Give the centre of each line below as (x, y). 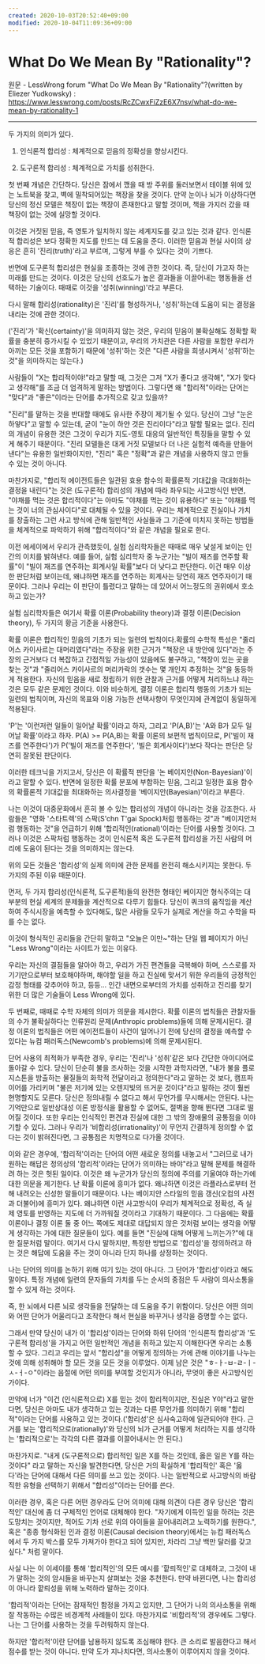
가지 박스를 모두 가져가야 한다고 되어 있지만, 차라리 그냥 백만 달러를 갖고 (142, 1542)
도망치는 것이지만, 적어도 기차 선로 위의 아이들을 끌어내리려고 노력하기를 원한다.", (132, 1522)
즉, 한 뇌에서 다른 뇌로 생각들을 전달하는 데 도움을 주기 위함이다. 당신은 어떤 (123, 1306)
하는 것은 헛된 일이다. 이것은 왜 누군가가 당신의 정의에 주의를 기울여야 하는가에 (136, 1174)
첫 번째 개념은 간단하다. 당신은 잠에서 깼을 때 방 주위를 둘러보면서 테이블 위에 (126, 185)
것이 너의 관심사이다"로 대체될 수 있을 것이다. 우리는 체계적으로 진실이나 (126, 510)
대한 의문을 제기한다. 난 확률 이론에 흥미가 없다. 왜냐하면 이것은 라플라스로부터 (128, 1184)
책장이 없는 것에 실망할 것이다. (54, 214)
